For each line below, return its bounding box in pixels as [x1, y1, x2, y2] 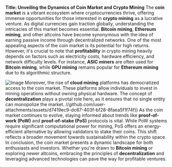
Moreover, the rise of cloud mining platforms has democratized [25, 79, 159, 86]
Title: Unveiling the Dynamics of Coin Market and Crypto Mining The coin [5, 5, 165, 10]
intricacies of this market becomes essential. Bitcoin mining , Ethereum [5, 26, 157, 32]
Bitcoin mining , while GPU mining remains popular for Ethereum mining [5, 64, 159, 70]
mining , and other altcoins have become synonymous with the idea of [5, 32, 154, 37]
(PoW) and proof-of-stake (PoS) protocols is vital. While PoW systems [17, 118, 167, 123]
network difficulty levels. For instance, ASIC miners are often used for [5, 59, 154, 65]
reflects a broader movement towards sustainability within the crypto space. [5, 134, 167, 140]
